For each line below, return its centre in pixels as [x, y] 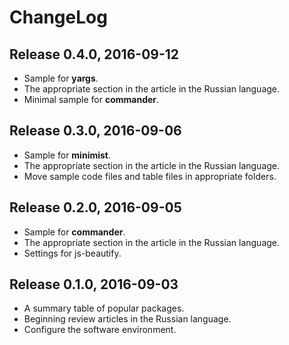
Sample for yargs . [61, 78]
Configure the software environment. [100, 330]
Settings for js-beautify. [72, 253]
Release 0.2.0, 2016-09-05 [95, 207]
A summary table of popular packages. [104, 308]
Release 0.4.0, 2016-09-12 [94, 54]
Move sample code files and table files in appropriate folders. [150, 176]
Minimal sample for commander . [91, 99]
